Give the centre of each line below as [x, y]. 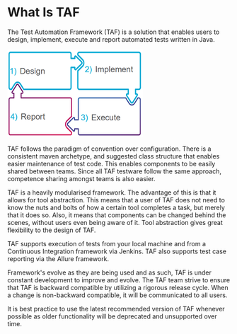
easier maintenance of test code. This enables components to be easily [111, 163]
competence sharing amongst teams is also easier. [81, 178]
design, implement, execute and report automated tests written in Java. [111, 39]
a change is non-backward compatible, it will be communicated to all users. [117, 295]
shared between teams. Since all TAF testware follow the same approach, [114, 171]
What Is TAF [44, 12]
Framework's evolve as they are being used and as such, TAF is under [110, 272]
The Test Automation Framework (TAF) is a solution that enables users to [114, 32]
